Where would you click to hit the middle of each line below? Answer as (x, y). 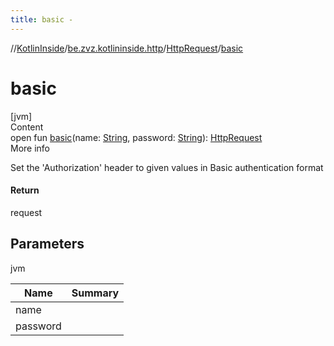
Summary (95, 293)
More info (30, 148)
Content (27, 127)
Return (25, 190)
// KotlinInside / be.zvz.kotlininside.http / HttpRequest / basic (127, 48)
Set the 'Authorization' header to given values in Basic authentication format (167, 167)
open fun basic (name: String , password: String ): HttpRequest (136, 137)
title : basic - (42, 19)
